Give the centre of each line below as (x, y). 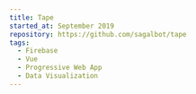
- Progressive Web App (60, 68)
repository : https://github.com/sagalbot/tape (98, 34)
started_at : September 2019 (62, 26)
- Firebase (38, 51)
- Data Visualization (58, 76)
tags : (19, 43)
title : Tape (31, 17)
